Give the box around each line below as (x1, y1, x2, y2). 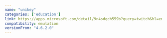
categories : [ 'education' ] (4, 12, 61, 17)
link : (4, 16, 16, 21)
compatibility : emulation (4, 21, 58, 26)
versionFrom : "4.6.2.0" (4, 26, 54, 31)
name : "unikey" (4, 7, 36, 12)
